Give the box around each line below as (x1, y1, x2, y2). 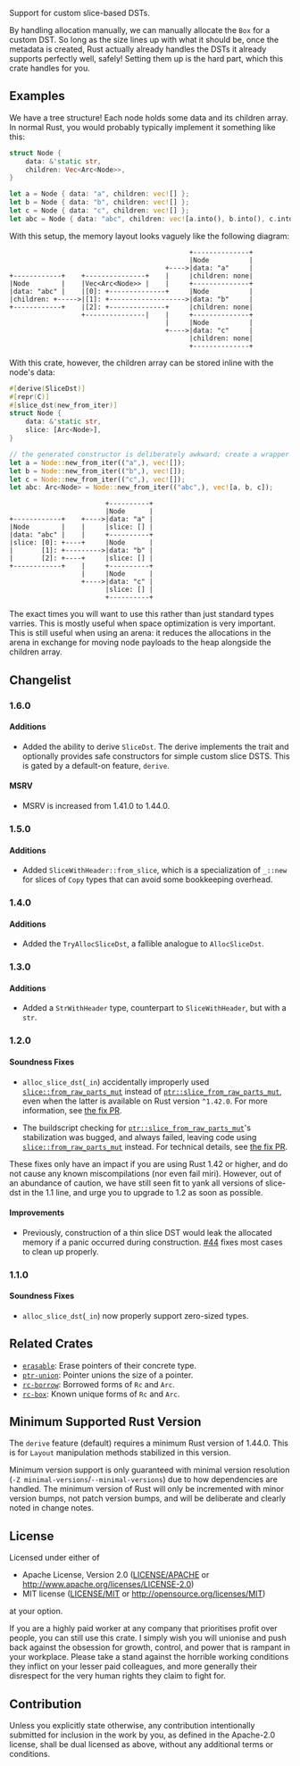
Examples (9, 88, 65, 104)
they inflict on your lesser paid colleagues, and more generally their (9, 1661, 257, 1672)
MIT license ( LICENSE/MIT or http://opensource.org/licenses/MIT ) (21, 1588, 266, 1599)
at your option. (9, 1606, 63, 1617)
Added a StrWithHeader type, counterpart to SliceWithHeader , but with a (21, 1003, 287, 1013)
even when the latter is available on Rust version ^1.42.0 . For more (21, 1095, 268, 1106)
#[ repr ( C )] (9, 392, 50, 401)
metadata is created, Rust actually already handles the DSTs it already (9, 44, 267, 54)
